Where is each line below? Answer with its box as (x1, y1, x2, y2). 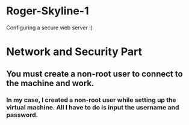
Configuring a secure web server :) (6, 24, 93, 31)
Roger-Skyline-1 (6, 4, 89, 18)
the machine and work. (6, 78, 94, 88)
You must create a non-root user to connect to (6, 69, 183, 79)
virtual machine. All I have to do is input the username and (6, 103, 179, 112)
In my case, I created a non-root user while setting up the (6, 96, 176, 104)
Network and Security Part (6, 45, 143, 59)
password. (6, 111, 39, 119)
